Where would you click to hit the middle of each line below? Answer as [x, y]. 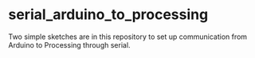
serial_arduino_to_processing [108, 15]
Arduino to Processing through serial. [69, 44]
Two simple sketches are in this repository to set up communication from [128, 37]
